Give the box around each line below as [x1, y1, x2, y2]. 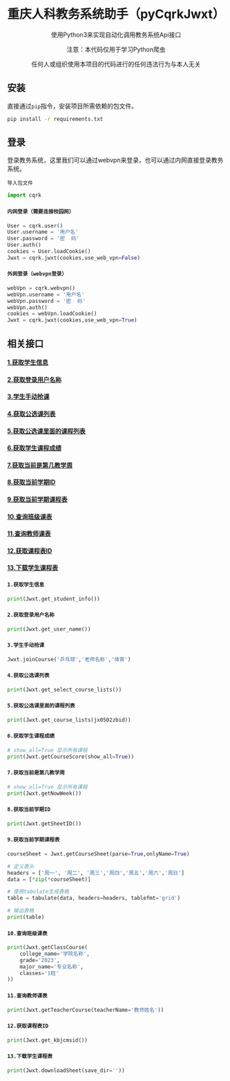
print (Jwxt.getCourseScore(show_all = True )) [7, 753, 135, 760]
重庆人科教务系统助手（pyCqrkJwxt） [7, 6, 225, 22]
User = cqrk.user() [7, 222, 64, 229]
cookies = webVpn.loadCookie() [7, 311, 97, 317]
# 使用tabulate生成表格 [7, 888, 69, 896]
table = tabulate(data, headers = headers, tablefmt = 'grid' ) [7, 895, 181, 902]
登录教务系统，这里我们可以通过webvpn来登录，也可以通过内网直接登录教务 [7, 156, 224, 165]
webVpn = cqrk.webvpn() [7, 284, 76, 291]
